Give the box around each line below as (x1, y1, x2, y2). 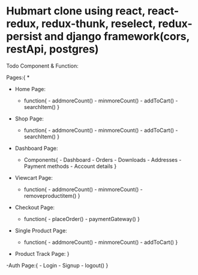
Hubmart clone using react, (6, 4, 146, 18)
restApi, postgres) (6, 43, 99, 56)
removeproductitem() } (23, 192, 80, 199)
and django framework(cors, (44, 30, 190, 43)
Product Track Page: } (14, 250, 70, 257)
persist (6, 30, 42, 43)
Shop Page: (14, 115, 44, 122)
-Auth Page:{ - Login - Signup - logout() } (6, 262, 109, 269)
